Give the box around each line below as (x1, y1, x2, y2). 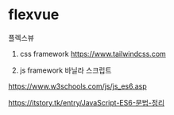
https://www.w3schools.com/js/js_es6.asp (8, 81, 147, 91)
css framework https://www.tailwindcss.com (19, 49, 167, 58)
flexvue (8, 6, 60, 24)
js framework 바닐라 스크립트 (19, 65, 112, 75)
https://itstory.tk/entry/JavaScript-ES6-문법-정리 (8, 97, 165, 107)
